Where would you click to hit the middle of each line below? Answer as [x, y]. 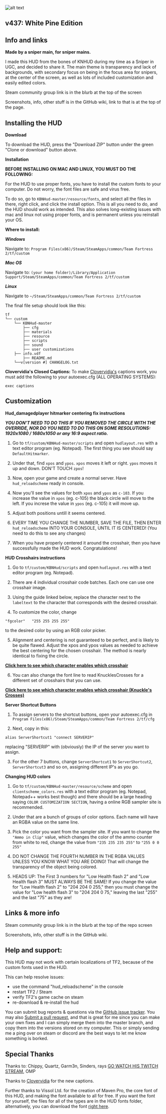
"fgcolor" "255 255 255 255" [37, 621]
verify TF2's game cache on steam [48, 997]
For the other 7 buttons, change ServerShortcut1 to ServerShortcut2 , [82, 762]
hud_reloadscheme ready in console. [48, 483]
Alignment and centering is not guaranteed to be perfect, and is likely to [85, 640]
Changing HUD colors [28, 776]
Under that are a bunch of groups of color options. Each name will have [85, 817]
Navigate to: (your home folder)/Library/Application [60, 273]
